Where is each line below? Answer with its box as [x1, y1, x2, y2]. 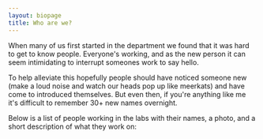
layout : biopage [8, 11, 62, 20]
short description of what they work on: [8, 122, 137, 131]
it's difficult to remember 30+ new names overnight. [8, 98, 178, 107]
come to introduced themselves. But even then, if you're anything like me [8, 89, 246, 99]
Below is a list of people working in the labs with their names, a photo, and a [8, 113, 256, 122]
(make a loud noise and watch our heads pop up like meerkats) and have [8, 81, 245, 91]
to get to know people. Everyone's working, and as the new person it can [8, 49, 246, 58]
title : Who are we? [8, 19, 73, 27]
